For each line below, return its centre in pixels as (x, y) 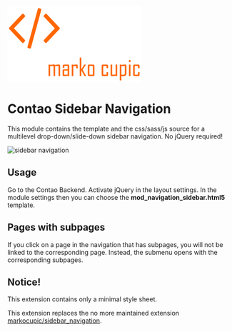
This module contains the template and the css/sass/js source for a (106, 129)
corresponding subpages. (45, 260)
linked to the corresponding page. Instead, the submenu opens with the (112, 252)
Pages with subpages (56, 227)
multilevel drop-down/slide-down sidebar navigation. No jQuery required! (115, 136)
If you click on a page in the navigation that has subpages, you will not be (115, 244)
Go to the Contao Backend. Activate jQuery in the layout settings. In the (112, 190)
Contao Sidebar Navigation (89, 109)
